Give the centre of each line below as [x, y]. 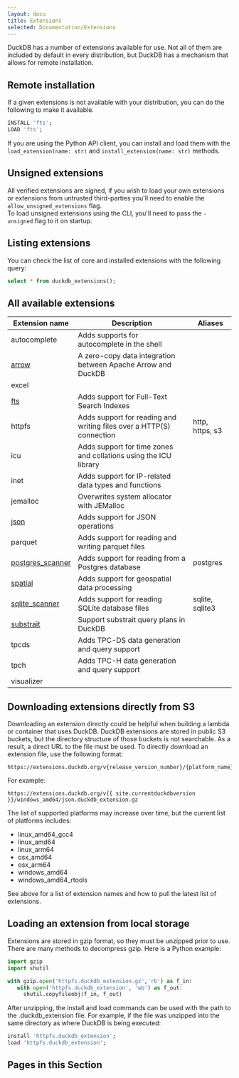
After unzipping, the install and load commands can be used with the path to [119, 1008]
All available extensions [61, 303]
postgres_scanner [41, 563]
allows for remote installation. [51, 63]
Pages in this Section [55, 1065]
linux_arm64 [36, 850]
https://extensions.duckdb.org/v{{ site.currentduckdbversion [101, 794]
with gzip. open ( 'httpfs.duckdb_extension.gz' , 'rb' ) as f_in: [100, 981]
